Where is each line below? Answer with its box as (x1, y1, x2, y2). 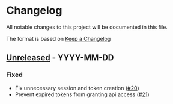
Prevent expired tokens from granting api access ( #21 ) (14, 91, 150, 98)
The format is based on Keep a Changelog (6, 35, 111, 42)
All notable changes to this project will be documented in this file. (6, 23, 168, 31)
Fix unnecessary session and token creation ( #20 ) (14, 84, 139, 91)
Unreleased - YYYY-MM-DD (6, 52, 114, 63)
